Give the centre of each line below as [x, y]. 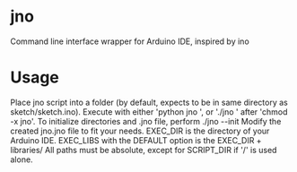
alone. [22, 159]
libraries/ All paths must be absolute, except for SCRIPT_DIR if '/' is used [144, 150]
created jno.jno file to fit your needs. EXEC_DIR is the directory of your [140, 131]
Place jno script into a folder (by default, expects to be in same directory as [149, 102]
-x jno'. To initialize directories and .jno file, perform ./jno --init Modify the [146, 121]
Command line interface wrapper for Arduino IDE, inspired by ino [130, 41]
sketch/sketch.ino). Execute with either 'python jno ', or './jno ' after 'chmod [149, 112]
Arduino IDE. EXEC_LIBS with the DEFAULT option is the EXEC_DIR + [136, 140]
